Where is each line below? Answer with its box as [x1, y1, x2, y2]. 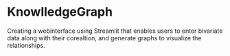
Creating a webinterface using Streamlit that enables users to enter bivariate [7, 27, 223, 35]
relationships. [7, 41, 46, 49]
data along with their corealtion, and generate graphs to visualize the [7, 33, 202, 42]
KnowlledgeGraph [7, 4, 113, 20]
